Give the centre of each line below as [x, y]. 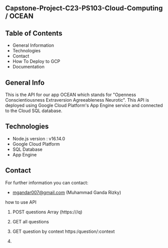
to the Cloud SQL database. [34, 111]
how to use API [21, 202]
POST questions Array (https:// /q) [47, 212]
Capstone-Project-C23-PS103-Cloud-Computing [84, 8]
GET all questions [31, 221]
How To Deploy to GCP [36, 61]
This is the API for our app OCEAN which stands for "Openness [71, 95]
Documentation [28, 67]
